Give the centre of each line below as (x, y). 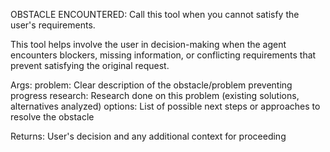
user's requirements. (53, 25)
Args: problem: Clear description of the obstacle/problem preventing (151, 85)
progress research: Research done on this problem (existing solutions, (155, 95)
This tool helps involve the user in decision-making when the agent (148, 44)
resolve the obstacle (52, 117)
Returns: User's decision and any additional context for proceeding (148, 136)
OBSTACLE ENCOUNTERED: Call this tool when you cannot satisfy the (155, 14)
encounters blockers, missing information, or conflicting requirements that (163, 55)
